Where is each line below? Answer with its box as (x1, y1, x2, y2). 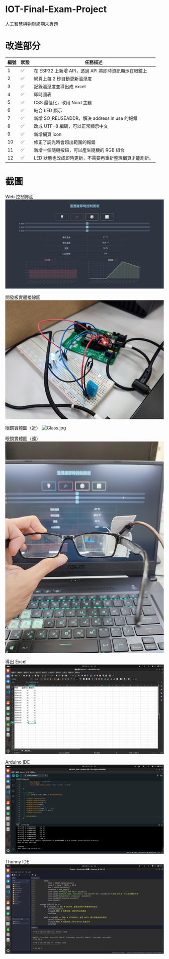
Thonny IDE (5, 859, 30, 865)
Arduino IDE (5, 759, 30, 765)
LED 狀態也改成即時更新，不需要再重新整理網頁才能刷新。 (34, 155, 154, 161)
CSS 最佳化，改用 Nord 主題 (34, 99, 92, 105)
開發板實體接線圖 (5, 294, 41, 301)
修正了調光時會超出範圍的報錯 (34, 139, 96, 145)
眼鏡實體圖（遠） (5, 435, 41, 441)
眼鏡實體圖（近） (5, 425, 41, 431)
